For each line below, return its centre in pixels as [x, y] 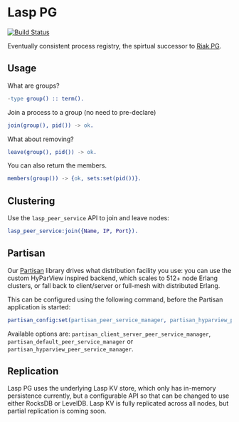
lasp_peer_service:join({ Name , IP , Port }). [73, 231]
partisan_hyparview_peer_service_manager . [70, 349]
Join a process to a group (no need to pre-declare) [82, 112]
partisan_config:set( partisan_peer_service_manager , [87, 320]
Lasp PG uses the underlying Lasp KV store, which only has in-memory [112, 388]
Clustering [31, 201]
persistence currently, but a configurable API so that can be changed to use [118, 396]
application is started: [39, 307]
